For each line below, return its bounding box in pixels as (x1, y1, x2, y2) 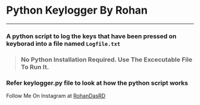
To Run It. (20, 63, 49, 71)
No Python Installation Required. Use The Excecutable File (20, 55, 192, 63)
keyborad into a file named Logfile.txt (6, 39, 121, 47)
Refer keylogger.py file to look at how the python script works (6, 78, 189, 87)
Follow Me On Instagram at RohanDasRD (6, 93, 106, 100)
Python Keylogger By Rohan (6, 4, 148, 17)
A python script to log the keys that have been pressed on (6, 32, 177, 40)
